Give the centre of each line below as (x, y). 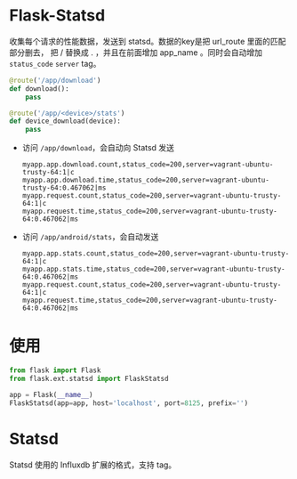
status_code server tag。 (55, 63)
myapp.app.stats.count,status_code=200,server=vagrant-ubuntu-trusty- (156, 254)
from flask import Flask (55, 370)
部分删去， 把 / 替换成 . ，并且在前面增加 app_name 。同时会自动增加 (136, 52)
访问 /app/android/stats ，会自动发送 (90, 237)
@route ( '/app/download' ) (55, 80)
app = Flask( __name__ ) (51, 394)
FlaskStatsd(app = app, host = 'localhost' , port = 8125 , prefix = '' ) (129, 403)
